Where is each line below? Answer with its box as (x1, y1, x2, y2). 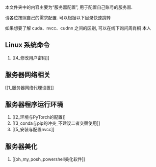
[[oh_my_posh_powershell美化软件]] (12, 156, 85, 162)
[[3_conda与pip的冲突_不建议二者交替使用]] (12, 120, 101, 126)
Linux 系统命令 (5, 41, 50, 49)
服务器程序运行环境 (5, 100, 63, 109)
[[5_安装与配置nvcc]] (12, 127, 55, 133)
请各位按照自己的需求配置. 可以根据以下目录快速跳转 (5, 15, 111, 21)
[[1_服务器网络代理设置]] (5, 84, 54, 90)
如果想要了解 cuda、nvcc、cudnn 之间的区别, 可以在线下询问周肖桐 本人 (5, 25, 151, 31)
